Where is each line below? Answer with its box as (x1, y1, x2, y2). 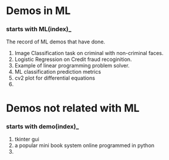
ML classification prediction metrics (14, 69, 102, 76)
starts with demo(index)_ (6, 122, 79, 130)
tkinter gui (14, 135, 39, 142)
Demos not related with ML (6, 101, 140, 115)
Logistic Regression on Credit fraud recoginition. (14, 56, 132, 63)
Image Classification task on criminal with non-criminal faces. (14, 50, 164, 57)
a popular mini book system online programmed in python (14, 142, 154, 149)
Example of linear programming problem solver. (14, 62, 130, 69)
